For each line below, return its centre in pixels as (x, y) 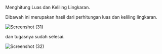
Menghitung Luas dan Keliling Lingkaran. (48, 7)
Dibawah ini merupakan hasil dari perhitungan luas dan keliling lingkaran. (81, 17)
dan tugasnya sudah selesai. (35, 37)
